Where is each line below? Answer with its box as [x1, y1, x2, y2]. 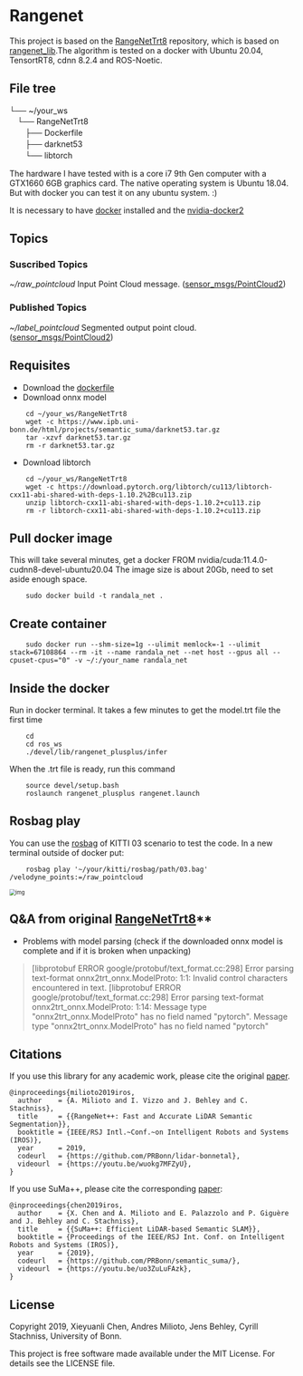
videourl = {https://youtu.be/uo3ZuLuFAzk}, [17, 1265, 193, 1274]
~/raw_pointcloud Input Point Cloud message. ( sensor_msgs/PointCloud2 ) [9, 278, 287, 290]
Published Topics [9, 301, 88, 314]
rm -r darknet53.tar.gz [25, 441, 116, 450]
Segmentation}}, [9, 1120, 71, 1129]
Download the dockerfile [22, 382, 115, 392]
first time [9, 713, 43, 725]
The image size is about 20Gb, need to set [115, 564, 274, 576]
